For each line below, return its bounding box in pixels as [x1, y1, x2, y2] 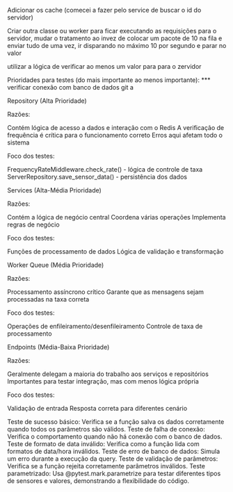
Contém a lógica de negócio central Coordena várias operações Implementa [7, 213, 226, 221]
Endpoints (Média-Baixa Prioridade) [7, 343, 110, 351]
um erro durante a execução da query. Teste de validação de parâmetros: [7, 454, 218, 463]
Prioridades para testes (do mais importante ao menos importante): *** [7, 76, 211, 84]
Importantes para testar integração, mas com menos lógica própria [7, 377, 200, 385]
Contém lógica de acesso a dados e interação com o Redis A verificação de [7, 124, 225, 131]
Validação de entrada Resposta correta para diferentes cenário [7, 404, 188, 412]
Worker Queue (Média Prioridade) [7, 261, 104, 269]
